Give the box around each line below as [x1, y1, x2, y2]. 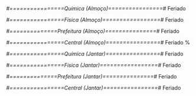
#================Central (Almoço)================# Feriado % [6, 39, 190, 46]
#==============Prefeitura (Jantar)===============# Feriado [6, 73, 177, 80]
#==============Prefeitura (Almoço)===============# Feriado [6, 28, 180, 35]
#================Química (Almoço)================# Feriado [6, 5, 186, 12]
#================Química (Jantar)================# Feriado [6, 50, 184, 57]
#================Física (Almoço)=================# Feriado [6, 16, 184, 23]
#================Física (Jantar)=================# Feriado [6, 61, 181, 68]
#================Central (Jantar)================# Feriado [6, 84, 181, 91]
